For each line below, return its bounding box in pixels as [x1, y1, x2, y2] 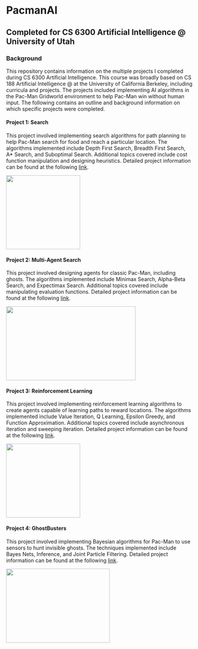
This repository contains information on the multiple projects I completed [6, 68, 184, 75]
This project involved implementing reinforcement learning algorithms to [6, 400, 182, 407]
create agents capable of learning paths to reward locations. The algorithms [6, 407, 191, 414]
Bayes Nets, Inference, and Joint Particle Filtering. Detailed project [6, 550, 168, 557]
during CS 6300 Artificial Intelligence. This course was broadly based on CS [6, 73, 192, 81]
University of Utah [6, 36, 75, 46]
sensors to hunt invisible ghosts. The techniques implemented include [6, 544, 177, 551]
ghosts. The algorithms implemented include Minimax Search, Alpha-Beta [6, 276, 186, 283]
